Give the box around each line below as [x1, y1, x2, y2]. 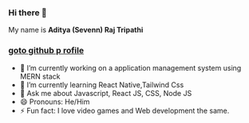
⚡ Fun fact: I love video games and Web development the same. [19, 106, 230, 115]
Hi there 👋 [8, 7, 48, 18]
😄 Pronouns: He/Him [19, 97, 90, 106]
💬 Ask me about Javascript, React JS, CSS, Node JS [19, 88, 192, 98]
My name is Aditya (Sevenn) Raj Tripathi [8, 25, 144, 35]
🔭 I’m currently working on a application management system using [19, 63, 242, 72]
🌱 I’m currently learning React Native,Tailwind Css [19, 79, 184, 90]
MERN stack [19, 71, 61, 81]
